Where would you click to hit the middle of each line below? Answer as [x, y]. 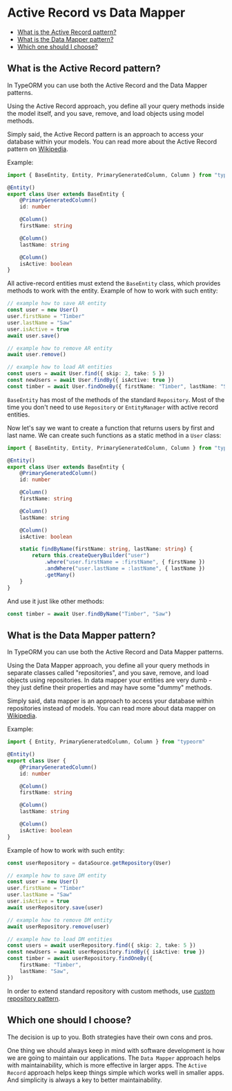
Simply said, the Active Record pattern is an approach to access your [105, 134]
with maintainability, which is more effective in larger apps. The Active [107, 1065]
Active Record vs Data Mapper [96, 13]
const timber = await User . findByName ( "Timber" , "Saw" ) [89, 614]
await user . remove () [37, 355]
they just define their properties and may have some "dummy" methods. [110, 688]
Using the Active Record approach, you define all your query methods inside [116, 106]
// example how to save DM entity [57, 875]
